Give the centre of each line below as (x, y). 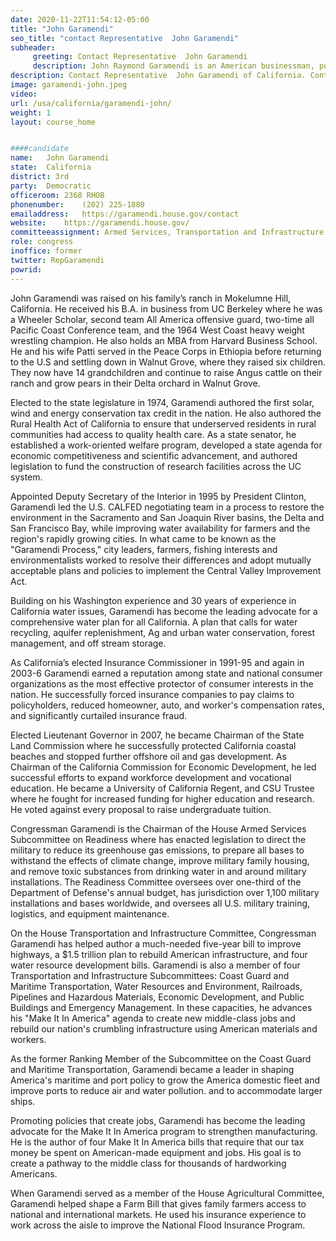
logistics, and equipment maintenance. (90, 913)
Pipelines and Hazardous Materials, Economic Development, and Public (157, 997)
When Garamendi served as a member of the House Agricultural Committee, (167, 1193)
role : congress (42, 242)
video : (24, 94)
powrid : (26, 269)
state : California (51, 167)
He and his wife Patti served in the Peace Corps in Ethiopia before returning (166, 351)
